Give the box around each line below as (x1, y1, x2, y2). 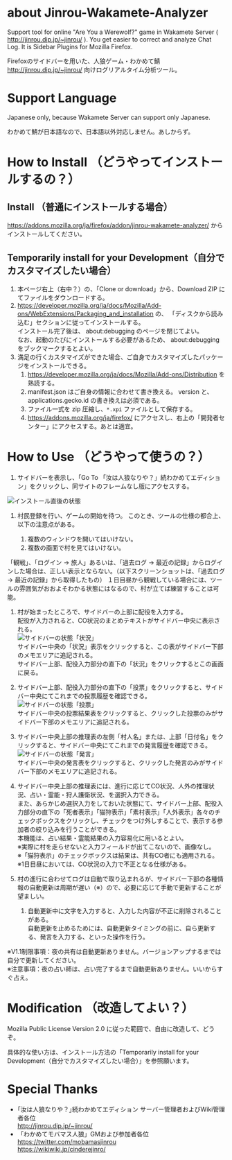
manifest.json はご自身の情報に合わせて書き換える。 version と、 (27, 387, 213, 396)
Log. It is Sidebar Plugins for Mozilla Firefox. (7, 42, 133, 51)
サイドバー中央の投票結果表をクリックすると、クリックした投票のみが (17, 709, 218, 717)
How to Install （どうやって (7, 155, 163, 171)
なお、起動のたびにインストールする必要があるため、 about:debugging (17, 335, 220, 344)
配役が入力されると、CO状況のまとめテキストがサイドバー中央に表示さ (17, 616, 220, 625)
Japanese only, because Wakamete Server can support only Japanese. (7, 113, 211, 121)
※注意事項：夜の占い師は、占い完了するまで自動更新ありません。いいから (7, 964, 217, 973)
